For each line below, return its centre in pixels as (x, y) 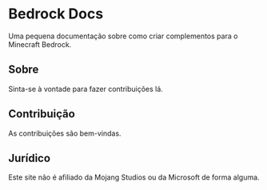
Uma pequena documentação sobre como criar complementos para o (123, 36)
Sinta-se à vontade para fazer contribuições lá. (86, 89)
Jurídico (29, 158)
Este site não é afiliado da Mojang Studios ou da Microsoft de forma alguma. (134, 177)
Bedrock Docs (56, 14)
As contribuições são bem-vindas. (65, 133)
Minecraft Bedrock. (40, 44)
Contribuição (42, 114)
